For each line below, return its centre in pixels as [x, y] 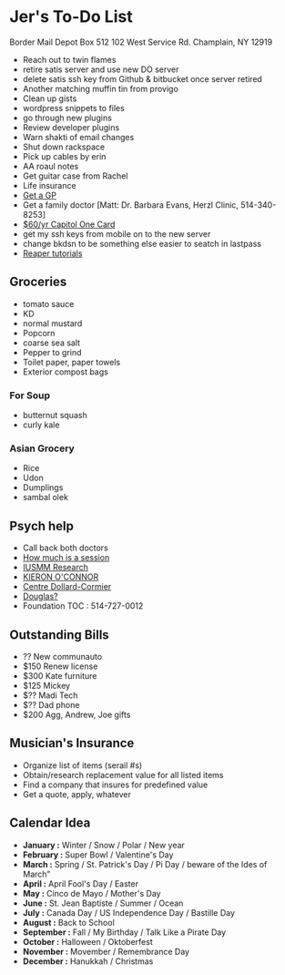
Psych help [42, 526]
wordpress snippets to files [73, 108]
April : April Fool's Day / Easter [81, 883]
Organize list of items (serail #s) [82, 765]
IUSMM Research [56, 568]
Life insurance [49, 185]
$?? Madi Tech [50, 695]
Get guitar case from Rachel [75, 176]
